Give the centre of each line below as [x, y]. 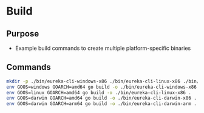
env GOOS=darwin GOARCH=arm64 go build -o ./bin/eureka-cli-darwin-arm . [102, 104]
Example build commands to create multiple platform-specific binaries [103, 48]
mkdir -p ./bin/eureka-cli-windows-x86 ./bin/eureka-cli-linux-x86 [93, 81]
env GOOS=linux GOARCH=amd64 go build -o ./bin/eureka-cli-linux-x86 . [99, 92]
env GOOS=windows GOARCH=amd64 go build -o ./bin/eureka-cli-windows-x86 [102, 87]
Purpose [23, 34]
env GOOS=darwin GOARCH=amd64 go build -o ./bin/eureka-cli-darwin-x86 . [102, 98]
